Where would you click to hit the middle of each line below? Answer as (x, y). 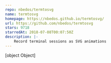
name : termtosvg (22, 14)
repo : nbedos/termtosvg (29, 10)
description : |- (22, 37)
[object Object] (20, 55)
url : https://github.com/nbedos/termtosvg (49, 23)
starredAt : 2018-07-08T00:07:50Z (39, 32)
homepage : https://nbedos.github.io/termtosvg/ (55, 19)
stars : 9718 (17, 28)
